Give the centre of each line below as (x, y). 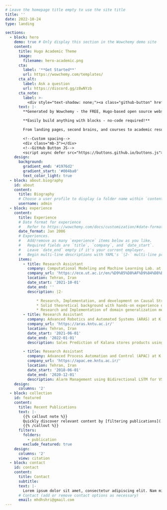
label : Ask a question (46, 84)
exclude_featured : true (47, 444)
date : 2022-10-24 (23, 19)
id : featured (28, 398)
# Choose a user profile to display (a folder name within (81, 199)
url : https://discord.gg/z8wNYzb (58, 88)
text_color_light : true (47, 176)
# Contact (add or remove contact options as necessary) (79, 495)
